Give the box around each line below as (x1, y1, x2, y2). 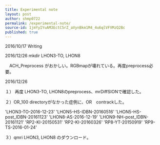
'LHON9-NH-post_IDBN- (99, 114, 149, 120)
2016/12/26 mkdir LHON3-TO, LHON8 (5, 53, 80, 59)
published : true (5, 30, 38, 35)
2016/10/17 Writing (5, 43, 42, 49)
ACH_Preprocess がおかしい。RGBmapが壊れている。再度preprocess (9, 63, 149, 68)
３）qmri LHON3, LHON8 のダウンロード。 (5, 135, 91, 140)
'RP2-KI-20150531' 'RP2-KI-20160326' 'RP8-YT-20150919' (25, 119, 143, 125)
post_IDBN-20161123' (5, 114, 48, 120)
